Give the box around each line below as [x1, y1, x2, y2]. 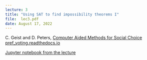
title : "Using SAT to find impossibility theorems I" [5, 12, 120, 17]
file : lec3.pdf [5, 16, 39, 21]
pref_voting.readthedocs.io [5, 40, 61, 46]
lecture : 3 [5, 7, 28, 12]
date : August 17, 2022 [5, 21, 52, 26]
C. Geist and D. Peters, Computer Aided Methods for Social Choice [5, 35, 143, 41]
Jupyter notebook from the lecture [5, 50, 76, 56]
